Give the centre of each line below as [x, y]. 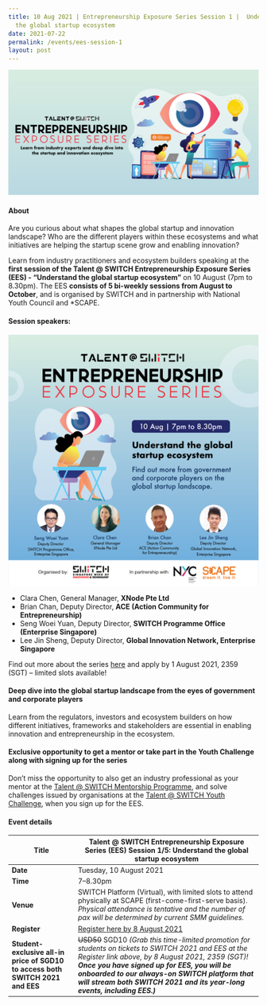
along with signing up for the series [68, 761]
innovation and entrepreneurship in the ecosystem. [92, 734]
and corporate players [46, 699]
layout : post [30, 51]
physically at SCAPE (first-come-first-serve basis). [163, 901]
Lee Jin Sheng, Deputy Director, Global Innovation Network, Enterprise [137, 640]
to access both [37, 969]
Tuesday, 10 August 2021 [121, 870]
